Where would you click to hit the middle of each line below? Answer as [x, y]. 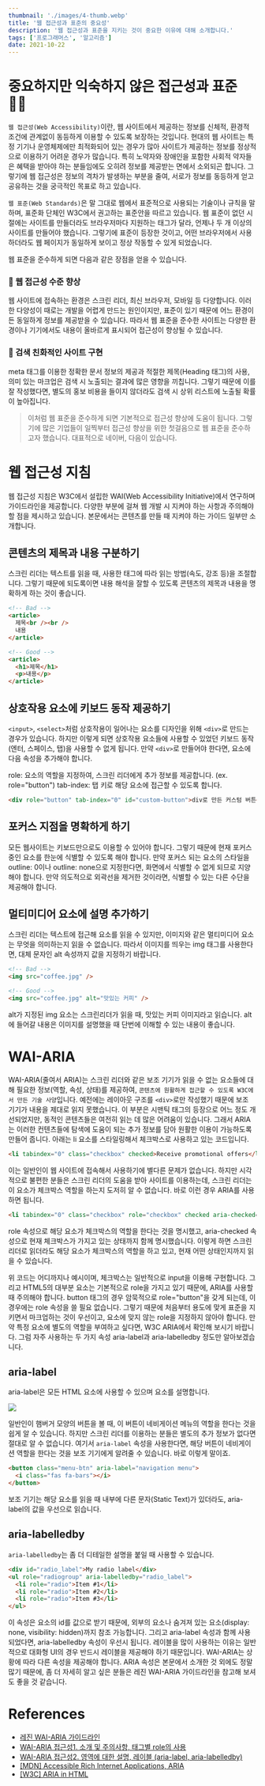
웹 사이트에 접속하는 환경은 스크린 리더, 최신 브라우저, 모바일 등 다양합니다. [123, 301]
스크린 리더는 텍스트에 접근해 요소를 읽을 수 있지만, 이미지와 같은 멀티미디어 [124, 935]
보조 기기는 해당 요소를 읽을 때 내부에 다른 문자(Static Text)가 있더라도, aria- [126, 1500]
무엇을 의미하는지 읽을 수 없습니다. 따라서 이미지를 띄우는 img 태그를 [121, 944]
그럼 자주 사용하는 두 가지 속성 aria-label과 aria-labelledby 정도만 [120, 1337]
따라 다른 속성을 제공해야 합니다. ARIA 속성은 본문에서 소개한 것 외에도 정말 [138, 1662]
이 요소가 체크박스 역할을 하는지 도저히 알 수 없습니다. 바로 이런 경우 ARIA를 [124, 1190]
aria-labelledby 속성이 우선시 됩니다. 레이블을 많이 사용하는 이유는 [140, 1642]
